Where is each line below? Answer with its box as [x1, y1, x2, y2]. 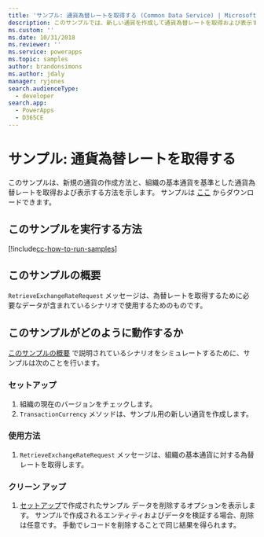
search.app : [8, 99, 47, 107]
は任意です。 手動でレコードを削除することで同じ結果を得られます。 [19, 520, 241, 530]
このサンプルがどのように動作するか [8, 326, 184, 339]
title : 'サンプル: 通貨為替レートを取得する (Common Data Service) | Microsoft [8, 11, 257, 20]
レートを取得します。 [19, 459, 89, 469]
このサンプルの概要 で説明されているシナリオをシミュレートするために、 [8, 348, 244, 358]
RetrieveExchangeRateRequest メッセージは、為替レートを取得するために [8, 291, 243, 300]
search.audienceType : [8, 84, 79, 93]
